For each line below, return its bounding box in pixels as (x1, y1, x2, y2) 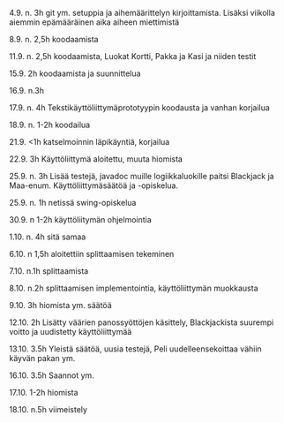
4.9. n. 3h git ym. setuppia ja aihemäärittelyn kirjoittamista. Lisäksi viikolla (9, 8, 276, 18)
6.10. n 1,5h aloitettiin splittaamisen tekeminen (9, 249, 175, 259)
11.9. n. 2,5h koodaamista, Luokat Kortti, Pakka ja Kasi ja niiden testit (9, 51, 257, 61)
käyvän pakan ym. (9, 353, 76, 363)
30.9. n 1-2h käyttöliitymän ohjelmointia (9, 215, 152, 224)
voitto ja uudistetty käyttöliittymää (9, 327, 132, 336)
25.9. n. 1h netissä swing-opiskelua (9, 198, 137, 208)
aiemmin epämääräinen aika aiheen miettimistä (9, 17, 180, 27)
